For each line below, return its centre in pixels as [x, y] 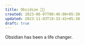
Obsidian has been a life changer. [39, 37]
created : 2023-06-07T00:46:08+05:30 [42, 14]
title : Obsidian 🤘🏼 [25, 10]
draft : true [17, 23]
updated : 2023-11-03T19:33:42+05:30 [42, 19]
